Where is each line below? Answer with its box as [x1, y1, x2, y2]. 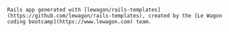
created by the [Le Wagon [148, 12, 223, 19]
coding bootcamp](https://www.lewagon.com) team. [7, 18, 152, 25]
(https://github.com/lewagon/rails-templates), [7, 12, 146, 19]
